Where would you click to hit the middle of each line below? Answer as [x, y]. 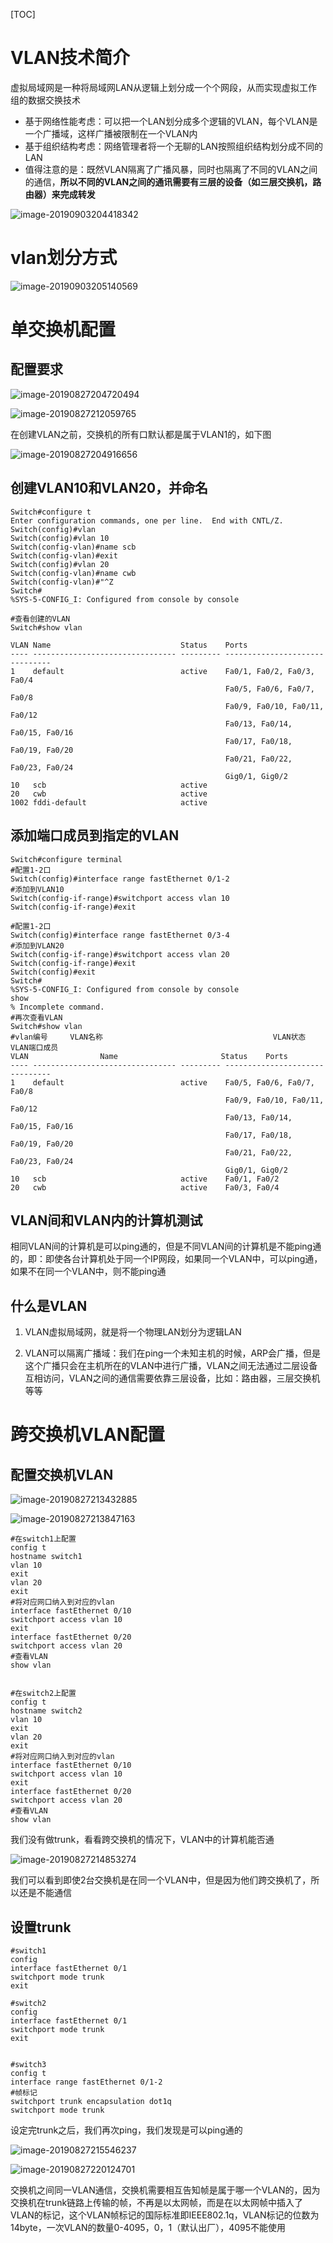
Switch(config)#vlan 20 [60, 564]
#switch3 [28, 2064]
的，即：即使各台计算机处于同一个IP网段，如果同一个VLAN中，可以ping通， [166, 1259]
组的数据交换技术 [45, 100]
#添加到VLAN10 [37, 889]
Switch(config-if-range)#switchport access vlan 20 [120, 954]
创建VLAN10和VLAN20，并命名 [109, 488]
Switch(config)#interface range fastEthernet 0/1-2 [120, 879]
